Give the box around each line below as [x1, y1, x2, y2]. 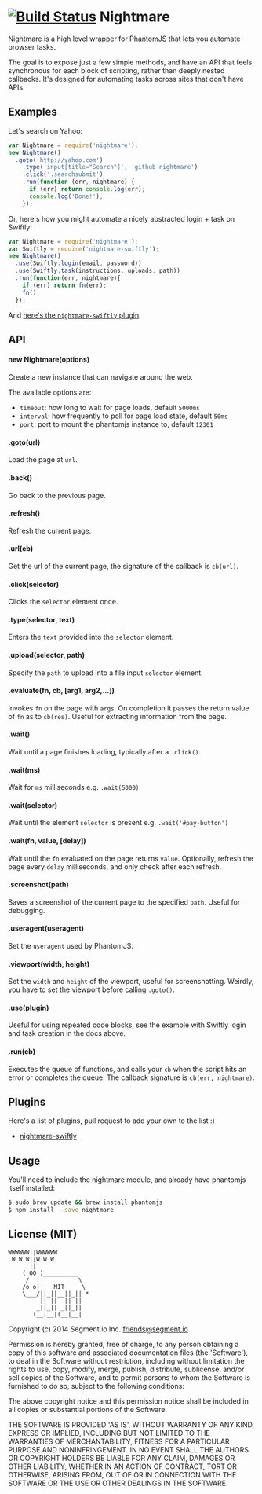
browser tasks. [8, 42, 56, 51]
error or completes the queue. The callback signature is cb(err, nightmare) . [8, 1073, 255, 1082]
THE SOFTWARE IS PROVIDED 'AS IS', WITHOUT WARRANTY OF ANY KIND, [8, 1419, 255, 1430]
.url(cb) [8, 544, 34, 553]
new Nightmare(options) [8, 354, 90, 365]
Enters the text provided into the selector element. [8, 633, 174, 642]
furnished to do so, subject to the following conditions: [8, 1381, 184, 1390]
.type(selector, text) [8, 615, 75, 624]
